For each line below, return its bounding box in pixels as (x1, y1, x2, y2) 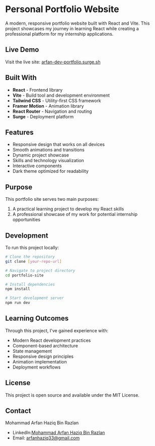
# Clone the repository (5, 254, 55, 259)
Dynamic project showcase (12, 152, 69, 158)
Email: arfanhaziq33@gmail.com (12, 435, 80, 441)
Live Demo (5, 45, 39, 54)
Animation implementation (12, 358, 67, 364)
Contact (5, 407, 31, 415)
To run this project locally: (5, 245, 59, 250)
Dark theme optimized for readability (12, 168, 89, 174)
